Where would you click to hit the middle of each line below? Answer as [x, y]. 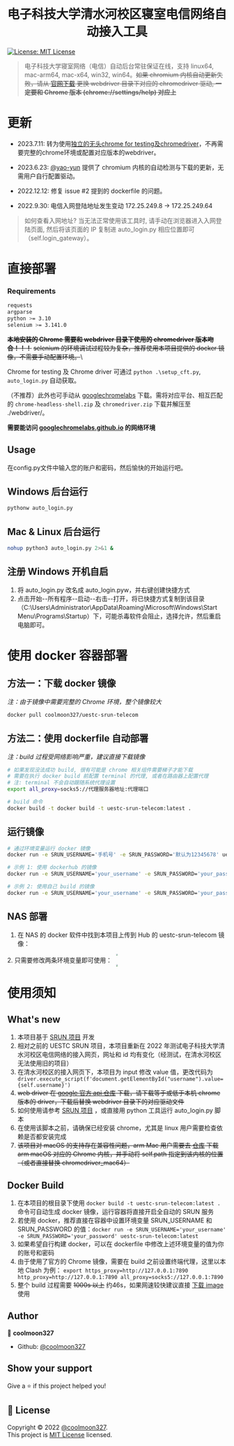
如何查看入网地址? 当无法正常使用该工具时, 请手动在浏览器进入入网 [120, 220]
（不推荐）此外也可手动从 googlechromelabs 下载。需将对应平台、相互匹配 [115, 395]
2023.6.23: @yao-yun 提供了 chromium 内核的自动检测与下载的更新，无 [120, 167]
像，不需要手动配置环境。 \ [45, 356]
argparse [20, 312]
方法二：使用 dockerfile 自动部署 [78, 739]
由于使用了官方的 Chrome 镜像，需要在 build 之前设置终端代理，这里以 [119, 1262]
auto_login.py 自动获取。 [44, 380]
